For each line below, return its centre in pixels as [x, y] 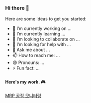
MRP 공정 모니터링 [23, 95]
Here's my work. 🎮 [25, 81]
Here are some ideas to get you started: [46, 19]
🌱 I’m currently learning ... [39, 34]
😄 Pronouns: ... [28, 62]
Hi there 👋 [17, 8]
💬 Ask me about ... [31, 50]
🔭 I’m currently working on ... [42, 28]
